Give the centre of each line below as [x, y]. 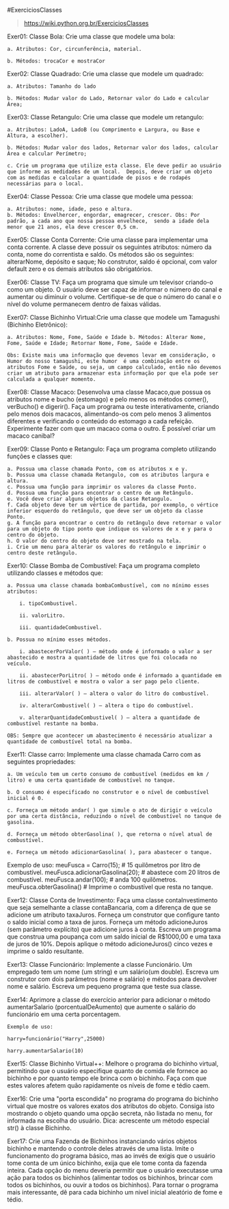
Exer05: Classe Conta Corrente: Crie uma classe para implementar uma [108, 240]
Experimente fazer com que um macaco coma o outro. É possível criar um [111, 429]
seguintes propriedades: [42, 762]
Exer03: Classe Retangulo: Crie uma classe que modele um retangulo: [105, 117]
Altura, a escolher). [38, 136]
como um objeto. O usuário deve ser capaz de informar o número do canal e [115, 290]
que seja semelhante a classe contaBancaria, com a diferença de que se [109, 907]
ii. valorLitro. [43, 615]
